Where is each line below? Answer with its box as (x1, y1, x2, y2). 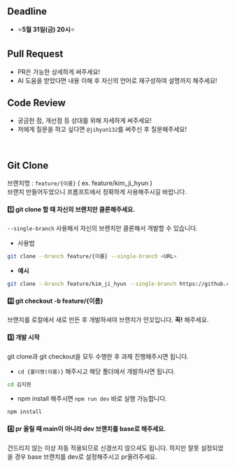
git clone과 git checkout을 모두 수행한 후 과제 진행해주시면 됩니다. (7, 352, 189, 360)
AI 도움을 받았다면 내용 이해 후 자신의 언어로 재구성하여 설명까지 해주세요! (17, 76, 218, 85)
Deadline (7, 6, 48, 18)
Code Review (7, 97, 66, 109)
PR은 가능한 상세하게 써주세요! (17, 67, 101, 76)
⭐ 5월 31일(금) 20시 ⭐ (17, 25, 76, 34)
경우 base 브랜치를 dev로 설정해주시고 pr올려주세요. (14, 452, 157, 461)
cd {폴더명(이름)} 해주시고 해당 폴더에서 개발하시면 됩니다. (17, 367, 176, 376)
